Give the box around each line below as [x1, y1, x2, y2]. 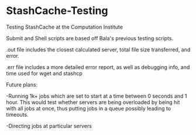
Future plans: [6, 81, 38, 88]
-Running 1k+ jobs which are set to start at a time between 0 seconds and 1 [6, 92, 187, 99]
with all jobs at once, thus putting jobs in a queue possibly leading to [6, 105, 171, 112]
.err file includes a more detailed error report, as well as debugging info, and [6, 63, 190, 71]
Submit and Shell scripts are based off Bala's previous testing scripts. [6, 34, 174, 41]
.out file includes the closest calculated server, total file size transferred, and [6, 46, 191, 53]
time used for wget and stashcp [6, 70, 83, 77]
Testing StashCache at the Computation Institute [6, 23, 123, 30]
